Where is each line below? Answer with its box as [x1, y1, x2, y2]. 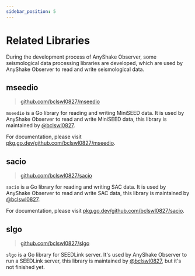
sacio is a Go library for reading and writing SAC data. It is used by [6, 183, 166, 190]
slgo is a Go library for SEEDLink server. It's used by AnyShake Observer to [6, 251, 187, 258]
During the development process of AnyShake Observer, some [6, 53, 156, 60]
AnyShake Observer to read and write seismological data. [6, 66, 145, 73]
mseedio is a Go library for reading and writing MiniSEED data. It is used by [6, 110, 184, 117]
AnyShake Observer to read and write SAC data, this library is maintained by [6, 190, 190, 197]
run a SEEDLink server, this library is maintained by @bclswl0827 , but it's [6, 257, 182, 264]
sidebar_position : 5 [6, 8, 57, 15]
